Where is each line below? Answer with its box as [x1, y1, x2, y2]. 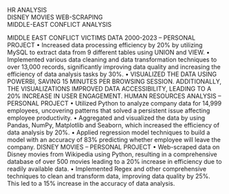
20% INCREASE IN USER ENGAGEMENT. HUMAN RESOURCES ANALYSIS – [7, 92, 221, 100]
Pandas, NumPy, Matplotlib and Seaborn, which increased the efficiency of [7, 121, 220, 129]
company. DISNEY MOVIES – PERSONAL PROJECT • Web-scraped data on [7, 143, 220, 151]
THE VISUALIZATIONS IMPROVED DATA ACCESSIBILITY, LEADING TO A [7, 85, 212, 93]
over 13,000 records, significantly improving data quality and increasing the [7, 63, 221, 71]
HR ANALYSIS [7, 6, 47, 14]
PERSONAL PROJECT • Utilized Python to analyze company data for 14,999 [7, 99, 222, 107]
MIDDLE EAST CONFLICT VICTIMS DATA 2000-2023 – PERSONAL [7, 34, 196, 42]
